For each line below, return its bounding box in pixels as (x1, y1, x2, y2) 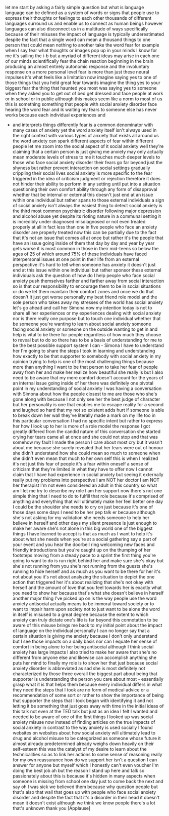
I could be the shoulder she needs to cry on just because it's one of (12, 504, 153, 510)
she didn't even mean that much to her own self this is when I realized (12, 455, 158, 461)
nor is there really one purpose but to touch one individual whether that (12, 316, 161, 321)
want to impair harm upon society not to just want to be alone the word (12, 606, 160, 612)
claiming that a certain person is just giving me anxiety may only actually (12, 149, 164, 154)
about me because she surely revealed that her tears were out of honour (12, 445, 164, 450)
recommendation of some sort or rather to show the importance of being (12, 692, 164, 698)
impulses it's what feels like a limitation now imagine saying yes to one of (5, 74, 157, 80)
